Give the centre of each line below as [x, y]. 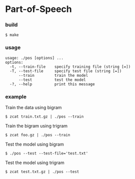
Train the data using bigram [33, 108]
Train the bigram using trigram [36, 126]
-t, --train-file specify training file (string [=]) [70, 67]
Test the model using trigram [35, 163]
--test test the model [52, 80]
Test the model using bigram [34, 144]
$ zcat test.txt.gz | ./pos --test [42, 172]
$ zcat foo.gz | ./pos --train [38, 135]
